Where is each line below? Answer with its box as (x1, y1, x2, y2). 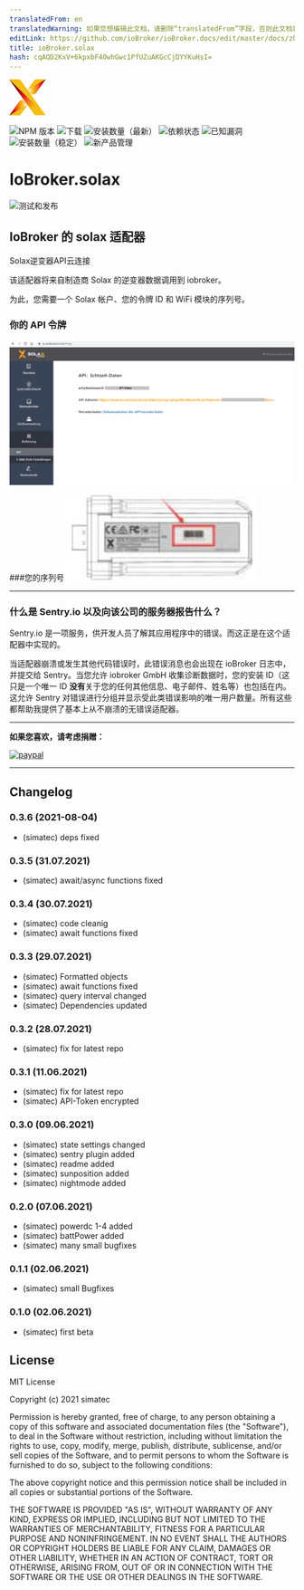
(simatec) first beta (22, 1327, 94, 1337)
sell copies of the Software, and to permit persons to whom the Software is (9, 1450, 290, 1461)
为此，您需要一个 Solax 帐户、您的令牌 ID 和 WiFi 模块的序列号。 (9, 293, 251, 304)
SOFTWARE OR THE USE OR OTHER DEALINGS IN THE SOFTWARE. (9, 1572, 263, 1583)
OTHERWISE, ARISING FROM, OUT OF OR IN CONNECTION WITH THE (9, 1562, 273, 1573)
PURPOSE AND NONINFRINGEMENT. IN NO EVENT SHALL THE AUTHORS (9, 1533, 288, 1544)
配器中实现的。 (9, 639, 65, 650)
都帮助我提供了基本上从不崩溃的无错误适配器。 (9, 704, 184, 714)
